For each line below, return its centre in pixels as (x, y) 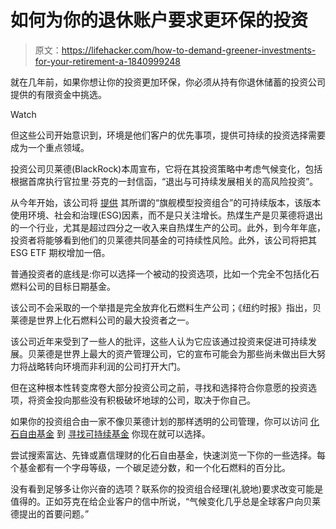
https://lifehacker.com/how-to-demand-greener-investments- (189, 50)
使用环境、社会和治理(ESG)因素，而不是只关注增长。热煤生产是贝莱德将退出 (167, 215)
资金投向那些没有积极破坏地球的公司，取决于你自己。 (146, 400)
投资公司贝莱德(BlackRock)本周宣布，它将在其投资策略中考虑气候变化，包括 (166, 168)
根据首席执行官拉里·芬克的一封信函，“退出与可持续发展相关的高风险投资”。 (164, 181)
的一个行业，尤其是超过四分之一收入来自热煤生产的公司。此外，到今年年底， (168, 227)
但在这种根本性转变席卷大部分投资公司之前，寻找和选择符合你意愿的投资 (159, 387)
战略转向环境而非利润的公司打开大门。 (106, 366)
